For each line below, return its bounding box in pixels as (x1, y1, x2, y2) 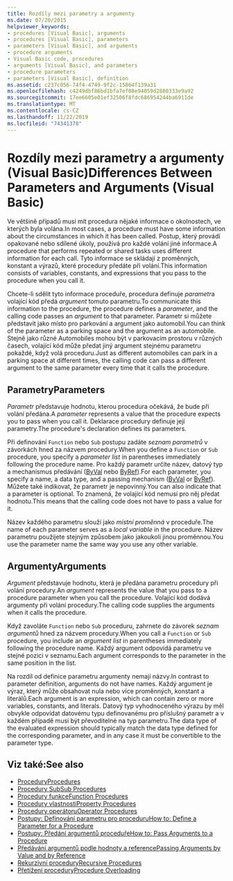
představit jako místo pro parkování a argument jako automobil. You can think (7, 319, 226, 328)
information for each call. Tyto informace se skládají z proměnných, (7, 254, 200, 263)
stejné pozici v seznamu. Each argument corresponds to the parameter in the (7, 652, 226, 660)
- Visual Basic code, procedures (7, 56, 104, 63)
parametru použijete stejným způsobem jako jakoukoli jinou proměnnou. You (7, 533, 224, 541)
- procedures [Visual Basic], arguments (7, 29, 126, 37)
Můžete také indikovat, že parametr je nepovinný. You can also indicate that (7, 483, 221, 491)
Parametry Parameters (7, 384, 105, 396)
